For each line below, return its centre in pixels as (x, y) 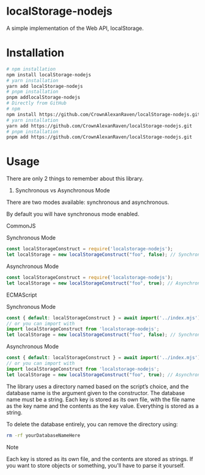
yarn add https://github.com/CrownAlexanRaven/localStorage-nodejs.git (99, 126)
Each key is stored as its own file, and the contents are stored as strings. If (100, 459)
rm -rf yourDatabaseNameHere (43, 435)
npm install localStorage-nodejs (49, 74)
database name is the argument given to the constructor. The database (95, 393)
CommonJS (21, 226)
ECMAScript (22, 295)
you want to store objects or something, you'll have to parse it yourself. (95, 465)
